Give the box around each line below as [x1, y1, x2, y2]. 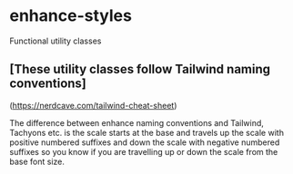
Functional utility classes [9, 35, 102, 46]
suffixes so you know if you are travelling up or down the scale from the [9, 146, 278, 157]
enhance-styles [9, 5, 132, 26]
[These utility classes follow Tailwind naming [9, 62, 271, 77]
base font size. [9, 156, 66, 167]
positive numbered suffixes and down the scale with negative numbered [9, 137, 280, 148]
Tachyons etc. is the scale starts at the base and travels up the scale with [9, 127, 285, 138]
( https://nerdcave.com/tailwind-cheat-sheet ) [9, 100, 177, 111]
